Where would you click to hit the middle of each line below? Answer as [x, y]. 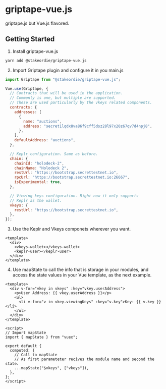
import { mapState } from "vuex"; [42, 337]
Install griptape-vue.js [35, 51]
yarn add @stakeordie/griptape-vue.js [46, 61]
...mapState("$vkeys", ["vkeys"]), [52, 368]
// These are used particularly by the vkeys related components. [81, 103]
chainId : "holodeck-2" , [39, 163]
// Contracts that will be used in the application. [66, 93]
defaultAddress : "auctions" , [45, 140]
